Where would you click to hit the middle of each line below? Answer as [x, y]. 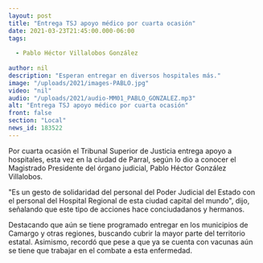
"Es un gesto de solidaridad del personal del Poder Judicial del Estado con [132, 192]
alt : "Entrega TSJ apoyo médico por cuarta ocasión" [99, 105]
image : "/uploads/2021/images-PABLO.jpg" [79, 83]
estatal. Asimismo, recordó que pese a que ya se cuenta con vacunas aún [131, 241]
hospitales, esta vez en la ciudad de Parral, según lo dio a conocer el [122, 159]
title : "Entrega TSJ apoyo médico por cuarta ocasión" [102, 23]
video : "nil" [30, 90]
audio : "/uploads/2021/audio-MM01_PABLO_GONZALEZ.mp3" [102, 98]
